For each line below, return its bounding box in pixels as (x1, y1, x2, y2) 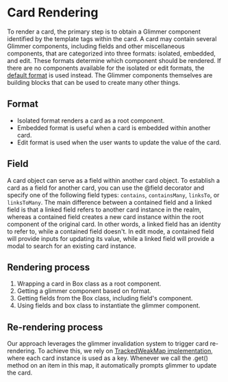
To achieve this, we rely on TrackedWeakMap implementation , (37, 347, 214, 355)
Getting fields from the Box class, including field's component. (16, 294, 193, 303)
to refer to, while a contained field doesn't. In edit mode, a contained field (7, 227, 214, 235)
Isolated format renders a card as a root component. (16, 116, 165, 125)
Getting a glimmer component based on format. (16, 287, 152, 295)
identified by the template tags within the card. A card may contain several (7, 34, 217, 42)
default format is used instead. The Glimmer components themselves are (7, 71, 213, 79)
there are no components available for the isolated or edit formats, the (7, 64, 205, 72)
